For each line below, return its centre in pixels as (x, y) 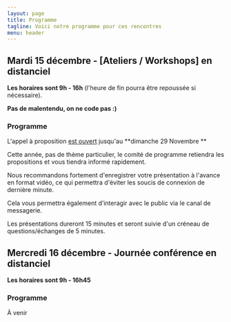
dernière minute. (31, 190)
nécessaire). (25, 95)
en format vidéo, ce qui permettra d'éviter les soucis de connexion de (106, 182)
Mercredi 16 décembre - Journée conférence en (112, 253)
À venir (17, 313)
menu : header (26, 33)
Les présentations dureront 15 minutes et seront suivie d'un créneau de (108, 224)
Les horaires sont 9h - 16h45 (49, 280)
